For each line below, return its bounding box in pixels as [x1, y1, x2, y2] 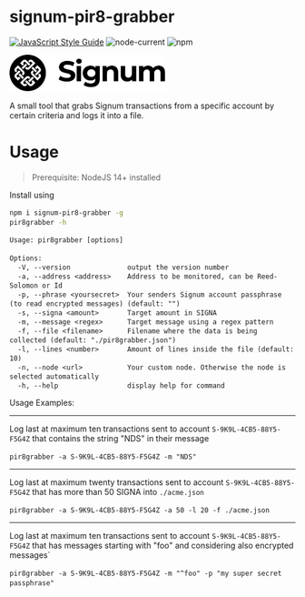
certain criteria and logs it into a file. [9, 109, 144, 120]
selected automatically [9, 371, 100, 381]
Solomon [9, 280, 39, 290]
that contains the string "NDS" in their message [31, 432, 210, 443]
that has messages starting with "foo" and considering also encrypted [31, 540, 294, 551]
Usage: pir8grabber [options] [9, 235, 124, 245]
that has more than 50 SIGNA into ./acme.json [31, 486, 204, 497]
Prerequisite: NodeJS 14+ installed [31, 171, 162, 183]
